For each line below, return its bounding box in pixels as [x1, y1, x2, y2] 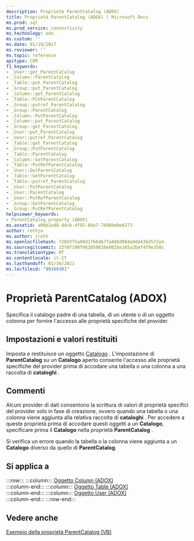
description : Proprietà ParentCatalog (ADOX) [6, 8, 119, 15]
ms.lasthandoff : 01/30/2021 [6, 260, 75, 267]
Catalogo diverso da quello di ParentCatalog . [6, 444, 117, 451]
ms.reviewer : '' [6, 47, 46, 53]
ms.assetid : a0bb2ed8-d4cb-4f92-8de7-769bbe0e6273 [6, 222, 133, 228]
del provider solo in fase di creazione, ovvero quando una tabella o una [6, 408, 178, 415]
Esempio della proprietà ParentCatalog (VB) [6, 528, 112, 535]
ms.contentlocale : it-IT [6, 255, 67, 261]
